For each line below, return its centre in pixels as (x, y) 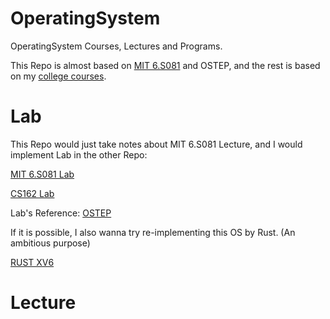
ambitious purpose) (50, 243)
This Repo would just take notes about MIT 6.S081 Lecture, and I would (156, 144)
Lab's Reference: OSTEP (61, 213)
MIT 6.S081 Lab (42, 174)
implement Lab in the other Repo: (79, 154)
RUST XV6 (32, 262)
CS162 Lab (32, 193)
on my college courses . (58, 76)
